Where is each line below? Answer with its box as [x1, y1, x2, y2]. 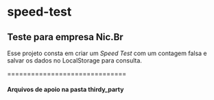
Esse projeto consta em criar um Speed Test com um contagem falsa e [7, 49, 207, 57]
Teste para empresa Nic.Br [7, 31, 123, 43]
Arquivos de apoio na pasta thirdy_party [7, 85, 124, 93]
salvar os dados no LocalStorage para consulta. [7, 56, 143, 65]
